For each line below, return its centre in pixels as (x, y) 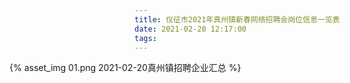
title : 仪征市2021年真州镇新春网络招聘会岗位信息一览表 (237, 19)
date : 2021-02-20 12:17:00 (190, 29)
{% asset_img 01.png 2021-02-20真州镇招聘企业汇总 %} (125, 68)
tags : (145, 38)
